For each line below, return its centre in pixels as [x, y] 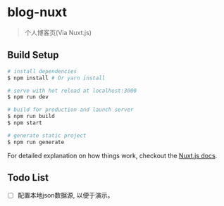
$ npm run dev [28, 97]
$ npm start [25, 123]
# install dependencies [42, 71]
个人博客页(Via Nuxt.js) [58, 32]
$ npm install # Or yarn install [56, 78]
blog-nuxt [37, 12]
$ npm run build [31, 117]
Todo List [28, 178]
